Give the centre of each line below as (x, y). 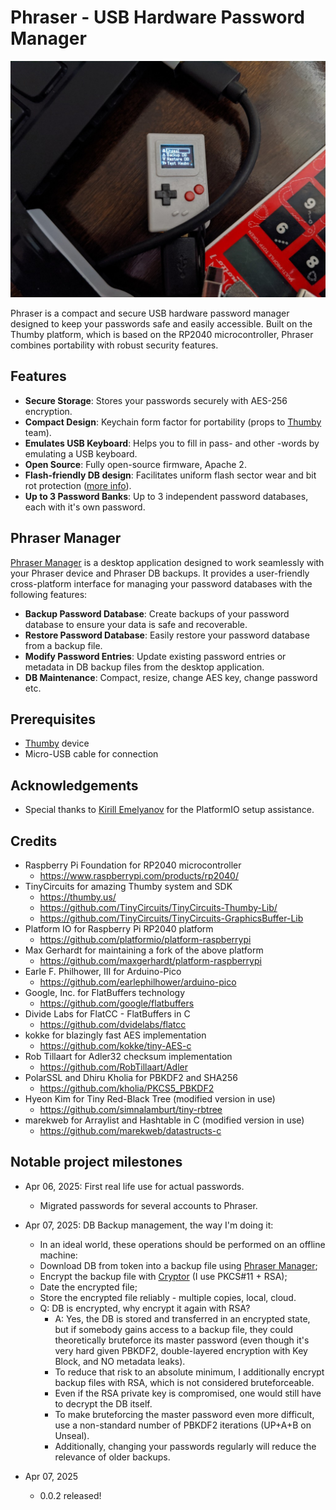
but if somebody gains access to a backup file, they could (173, 1329)
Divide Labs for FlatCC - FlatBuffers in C (107, 1014)
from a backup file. (63, 645)
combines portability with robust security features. (114, 345)
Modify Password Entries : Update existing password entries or (155, 656)
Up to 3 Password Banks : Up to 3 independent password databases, (166, 496)
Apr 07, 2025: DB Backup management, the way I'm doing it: (149, 1225)
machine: (58, 1255)
